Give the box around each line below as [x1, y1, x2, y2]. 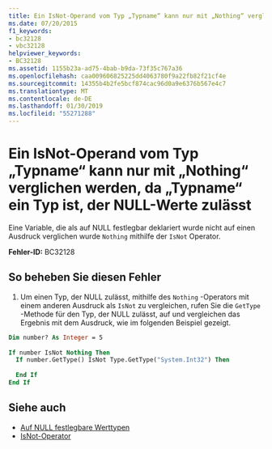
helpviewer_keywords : [8, 49, 82, 57]
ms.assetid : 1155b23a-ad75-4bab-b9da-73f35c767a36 [8, 65, 183, 73]
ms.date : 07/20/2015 [8, 19, 79, 28]
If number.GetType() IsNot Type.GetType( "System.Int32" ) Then [15, 356, 230, 364]
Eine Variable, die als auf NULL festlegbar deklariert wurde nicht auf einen [8, 222, 256, 232]
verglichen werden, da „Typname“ [8, 179, 243, 197]
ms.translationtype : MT [8, 87, 89, 95]
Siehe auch [8, 401, 66, 415]
